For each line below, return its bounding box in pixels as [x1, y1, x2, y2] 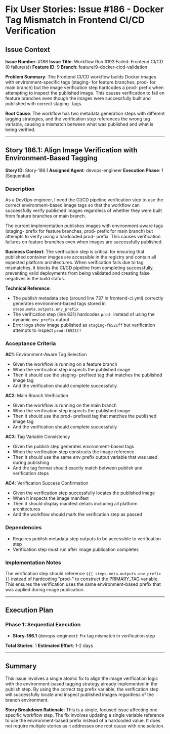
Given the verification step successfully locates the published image [12, 490, 155, 496]
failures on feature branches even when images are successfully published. [5, 239, 163, 245]
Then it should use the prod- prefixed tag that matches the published [12, 413, 157, 419]
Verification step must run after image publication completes [12, 546, 139, 552]
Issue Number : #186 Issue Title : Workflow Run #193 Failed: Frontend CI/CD [5, 59, 163, 64]
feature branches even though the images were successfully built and [5, 95, 151, 101]
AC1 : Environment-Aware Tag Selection [5, 352, 87, 358]
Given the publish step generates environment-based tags [12, 444, 134, 450]
